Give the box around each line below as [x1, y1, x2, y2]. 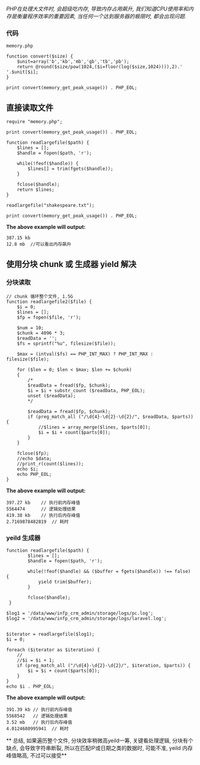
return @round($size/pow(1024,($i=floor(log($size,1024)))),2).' [17, 64, 183, 70]
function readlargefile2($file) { [6, 298, 93, 305]
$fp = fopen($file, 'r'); [17, 314, 82, 320]
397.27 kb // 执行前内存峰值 [6, 500, 81, 506]
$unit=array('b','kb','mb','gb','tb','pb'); [17, 59, 130, 65]
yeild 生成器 [6, 534, 41, 542]
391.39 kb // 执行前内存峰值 [6, 707, 73, 713]
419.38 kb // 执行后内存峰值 [6, 512, 81, 518]
